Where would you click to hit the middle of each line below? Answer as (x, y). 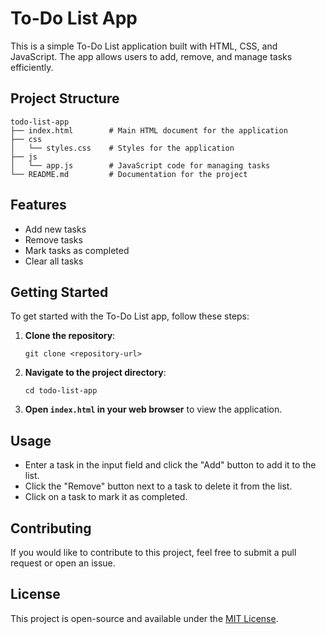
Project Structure (65, 98)
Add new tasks (55, 229)
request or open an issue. (63, 563)
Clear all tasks (54, 261)
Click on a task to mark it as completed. (106, 497)
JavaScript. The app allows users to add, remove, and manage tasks (151, 56)
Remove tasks (53, 239)
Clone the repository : (70, 336)
